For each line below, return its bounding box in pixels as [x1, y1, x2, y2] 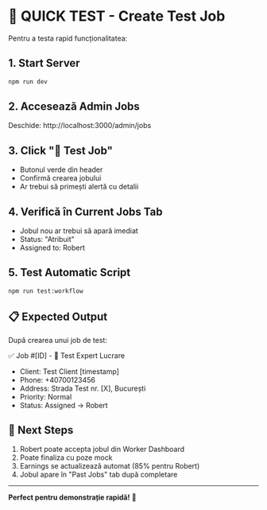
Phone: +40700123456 [19, 375, 95, 384]
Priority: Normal [19, 391, 72, 401]
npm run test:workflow [8, 286, 83, 295]
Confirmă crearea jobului [19, 173, 102, 183]
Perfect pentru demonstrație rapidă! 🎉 [8, 492, 137, 502]
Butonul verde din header [19, 165, 103, 174]
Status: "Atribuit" [19, 235, 75, 244]
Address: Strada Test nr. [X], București [19, 383, 146, 393]
